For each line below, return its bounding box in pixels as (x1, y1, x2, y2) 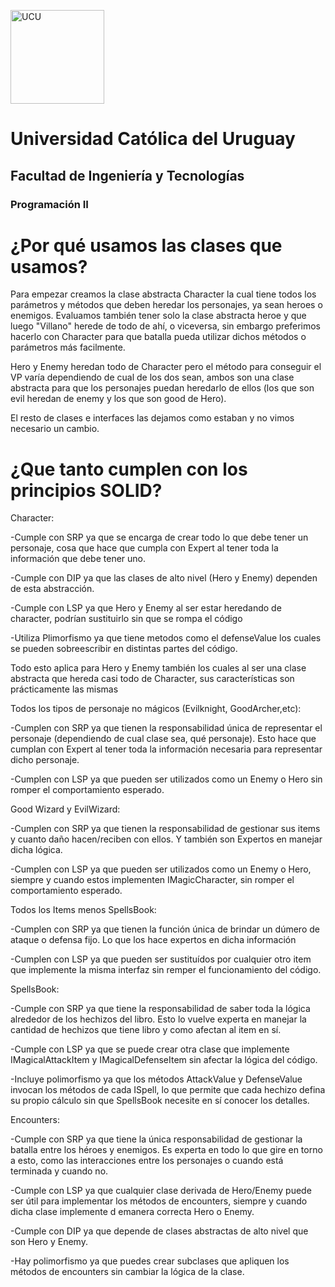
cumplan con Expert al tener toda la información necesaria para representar (10, 743, 323, 755)
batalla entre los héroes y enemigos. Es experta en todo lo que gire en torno (10, 1144, 323, 1156)
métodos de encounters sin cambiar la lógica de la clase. (10, 1266, 245, 1278)
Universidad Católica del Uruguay (10, 128, 296, 150)
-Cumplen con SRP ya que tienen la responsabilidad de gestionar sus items (10, 823, 321, 835)
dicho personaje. (10, 754, 80, 766)
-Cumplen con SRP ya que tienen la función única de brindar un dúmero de (10, 923, 320, 935)
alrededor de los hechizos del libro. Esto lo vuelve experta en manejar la (10, 1013, 307, 1025)
